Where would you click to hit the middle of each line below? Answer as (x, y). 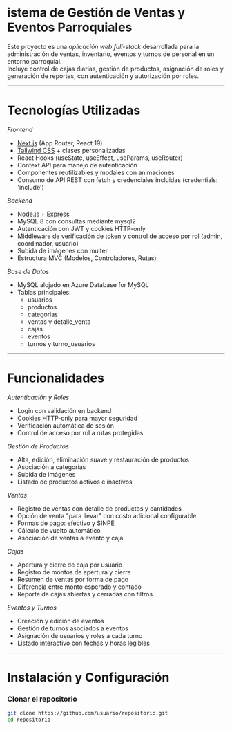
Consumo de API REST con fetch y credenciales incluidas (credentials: (117, 180)
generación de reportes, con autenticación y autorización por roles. (103, 76)
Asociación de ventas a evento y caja (70, 538)
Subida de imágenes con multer (62, 250)
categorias (43, 314)
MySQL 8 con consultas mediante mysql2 (76, 221)
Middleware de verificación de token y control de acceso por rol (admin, (120, 236)
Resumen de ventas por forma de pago (73, 579)
